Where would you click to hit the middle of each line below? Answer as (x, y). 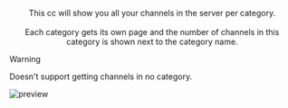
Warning (25, 59)
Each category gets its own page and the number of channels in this (152, 32)
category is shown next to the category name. (152, 41)
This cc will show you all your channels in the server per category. (152, 13)
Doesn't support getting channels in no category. (101, 76)
